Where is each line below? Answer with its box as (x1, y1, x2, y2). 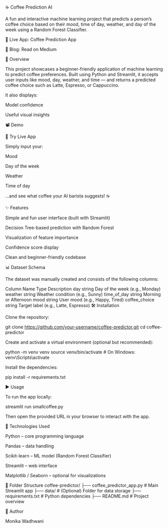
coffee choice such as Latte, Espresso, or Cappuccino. (5, 82, 120, 88)
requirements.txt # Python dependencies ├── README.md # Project (5, 493, 149, 499)
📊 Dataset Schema (5, 265, 46, 270)
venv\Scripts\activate (5, 354, 50, 360)
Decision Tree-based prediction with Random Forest (5, 225, 114, 230)
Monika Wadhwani (5, 518, 44, 524)
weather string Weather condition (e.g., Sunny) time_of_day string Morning (5, 291, 161, 297)
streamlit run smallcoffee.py (5, 404, 64, 410)
